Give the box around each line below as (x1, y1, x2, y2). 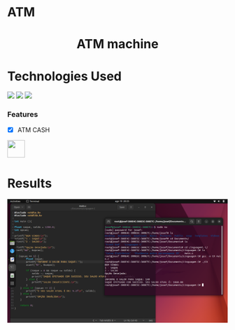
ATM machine (76, 36, 159, 52)
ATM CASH (17, 125, 50, 134)
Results (7, 175, 52, 191)
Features (7, 110, 38, 120)
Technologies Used (7, 68, 122, 84)
